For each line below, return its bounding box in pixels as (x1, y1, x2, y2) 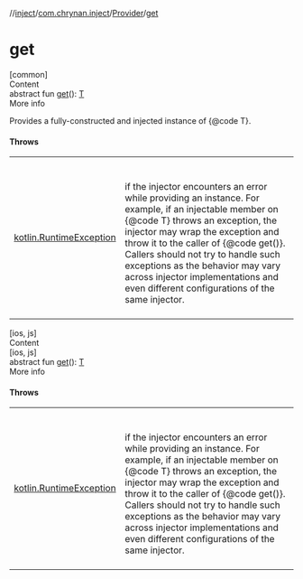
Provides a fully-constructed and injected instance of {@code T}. (9, 115, 252, 126)
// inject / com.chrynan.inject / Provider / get (9, 8, 159, 18)
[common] (9, 69, 48, 79)
